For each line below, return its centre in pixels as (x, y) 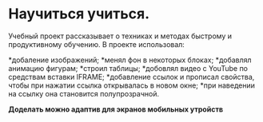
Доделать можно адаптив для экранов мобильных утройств (116, 109)
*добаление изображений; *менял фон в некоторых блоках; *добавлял (130, 60)
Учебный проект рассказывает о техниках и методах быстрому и (120, 36)
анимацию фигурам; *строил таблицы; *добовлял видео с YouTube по (128, 68)
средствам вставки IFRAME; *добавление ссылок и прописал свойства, (131, 77)
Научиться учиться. (79, 14)
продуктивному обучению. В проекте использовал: (97, 44)
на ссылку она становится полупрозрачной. (84, 93)
